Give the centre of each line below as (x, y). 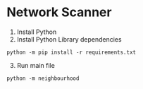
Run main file (36, 65)
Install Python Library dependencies (69, 39)
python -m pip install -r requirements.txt (71, 52)
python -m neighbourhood (43, 78)
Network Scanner (59, 12)
